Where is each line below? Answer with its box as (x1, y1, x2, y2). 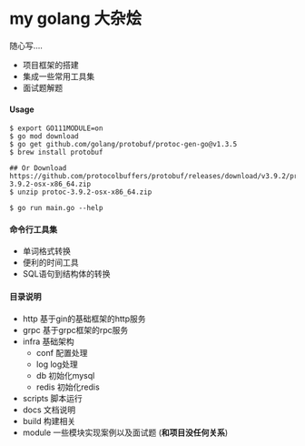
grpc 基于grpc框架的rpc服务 (22, 324, 129, 335)
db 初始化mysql (35, 370, 95, 380)
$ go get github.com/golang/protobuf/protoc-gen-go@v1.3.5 (9, 140, 238, 149)
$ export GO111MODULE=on (9, 124, 103, 133)
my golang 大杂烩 (9, 8, 143, 29)
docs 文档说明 (22, 404, 76, 415)
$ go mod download (9, 132, 79, 141)
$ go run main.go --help (9, 204, 103, 213)
